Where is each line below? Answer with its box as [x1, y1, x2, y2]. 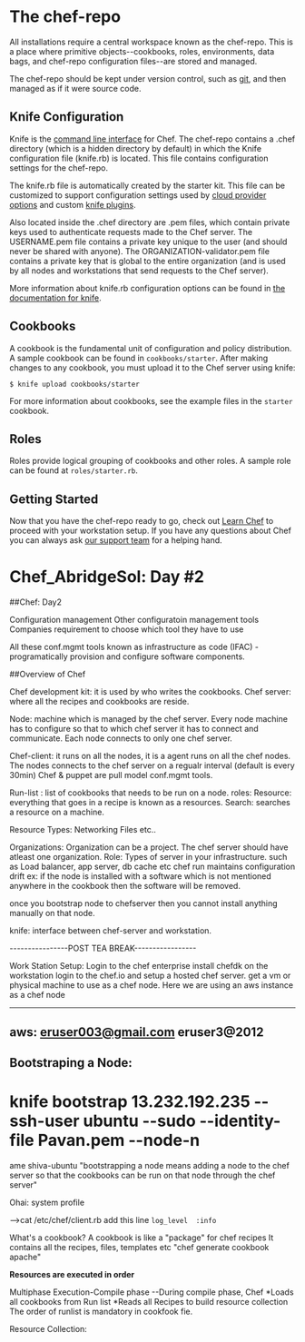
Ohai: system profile [9, 1197, 84, 1208]
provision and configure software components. [69, 651, 245, 662]
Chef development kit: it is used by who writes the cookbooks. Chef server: [9, 686, 292, 697]
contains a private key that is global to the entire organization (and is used [9, 255, 286, 266]
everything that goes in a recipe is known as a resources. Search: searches [9, 797, 290, 808]
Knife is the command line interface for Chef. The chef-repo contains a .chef [9, 133, 296, 144]
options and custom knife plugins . [9, 199, 136, 210]
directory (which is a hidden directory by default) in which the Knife [9, 143, 261, 153]
